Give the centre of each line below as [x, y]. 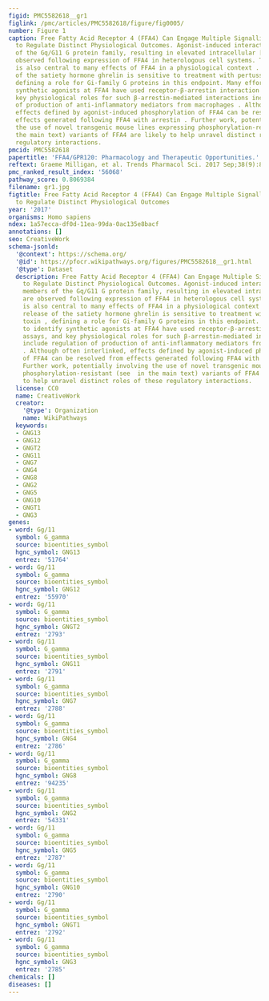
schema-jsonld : [34, 247]
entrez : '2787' [41, 858]
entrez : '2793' [41, 634]
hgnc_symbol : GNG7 [46, 701]
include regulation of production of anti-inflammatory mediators [136, 344]
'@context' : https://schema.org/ [71, 254]
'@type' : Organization [60, 411]
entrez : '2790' [41, 895]
